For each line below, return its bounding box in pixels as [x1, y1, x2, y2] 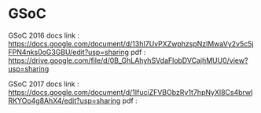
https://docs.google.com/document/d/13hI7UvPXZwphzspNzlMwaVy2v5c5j [8, 38, 254, 48]
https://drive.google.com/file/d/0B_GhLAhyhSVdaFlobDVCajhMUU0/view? [8, 56, 248, 65]
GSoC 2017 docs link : [8, 79, 79, 89]
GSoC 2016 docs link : [8, 31, 80, 40]
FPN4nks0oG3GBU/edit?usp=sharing [8, 47, 130, 56]
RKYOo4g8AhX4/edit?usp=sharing [8, 96, 121, 105]
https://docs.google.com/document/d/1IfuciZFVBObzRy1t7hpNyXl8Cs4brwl [8, 87, 253, 97]
